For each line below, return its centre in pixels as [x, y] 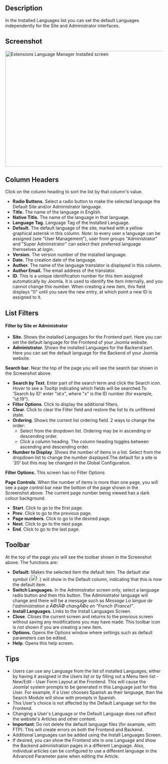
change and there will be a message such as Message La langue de [82, 600]
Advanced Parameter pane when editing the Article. [66, 756]
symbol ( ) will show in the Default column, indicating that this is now [87, 579]
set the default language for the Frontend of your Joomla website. [80, 342]
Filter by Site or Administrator [36, 326]
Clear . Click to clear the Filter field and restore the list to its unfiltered [83, 410]
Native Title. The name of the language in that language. [71, 217]
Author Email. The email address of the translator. [64, 271]
